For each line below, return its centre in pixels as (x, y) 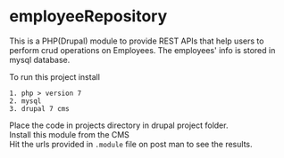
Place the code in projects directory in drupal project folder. (119, 125)
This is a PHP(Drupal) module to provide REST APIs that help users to (137, 41)
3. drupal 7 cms (39, 108)
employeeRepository (88, 16)
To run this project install (55, 76)
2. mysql (25, 101)
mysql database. (40, 59)
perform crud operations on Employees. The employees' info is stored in (142, 50)
